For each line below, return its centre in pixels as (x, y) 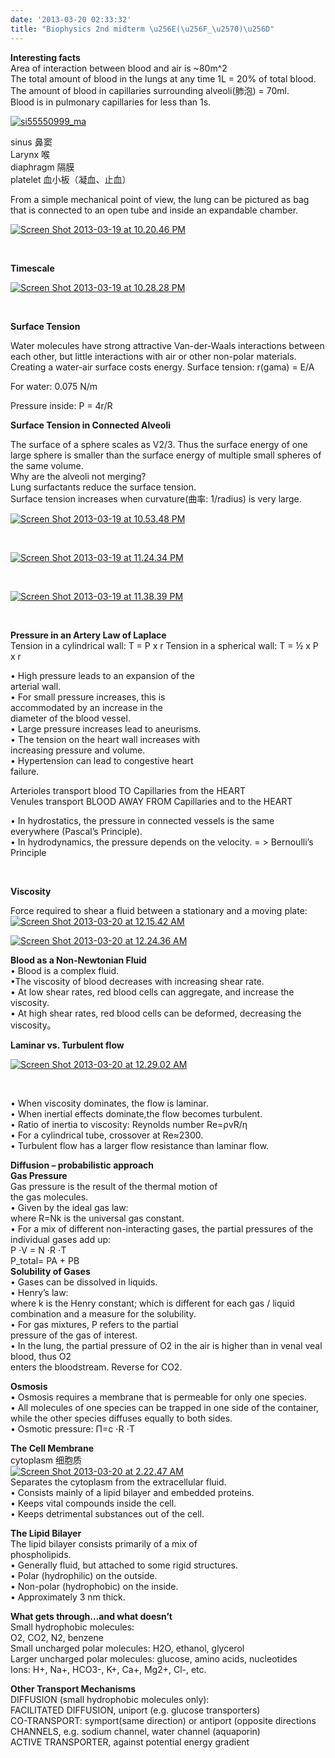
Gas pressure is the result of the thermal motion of (114, 1186)
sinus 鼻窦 (31, 142)
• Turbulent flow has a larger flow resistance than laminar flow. (140, 1145)
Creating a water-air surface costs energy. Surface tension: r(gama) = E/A (162, 367)
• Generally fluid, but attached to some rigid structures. (124, 1565)
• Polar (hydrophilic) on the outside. (84, 1575)
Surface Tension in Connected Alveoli (91, 425)
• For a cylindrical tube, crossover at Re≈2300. (107, 1135)
